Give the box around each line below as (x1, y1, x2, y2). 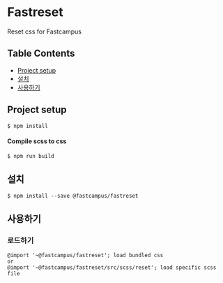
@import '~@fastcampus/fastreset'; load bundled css (7, 252, 164, 259)
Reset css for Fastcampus (7, 27, 82, 36)
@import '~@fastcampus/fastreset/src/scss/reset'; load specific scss (7, 264, 217, 271)
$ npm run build (7, 152, 54, 159)
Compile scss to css (7, 137, 67, 145)
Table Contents (7, 48, 75, 59)
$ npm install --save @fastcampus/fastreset (7, 192, 139, 199)
